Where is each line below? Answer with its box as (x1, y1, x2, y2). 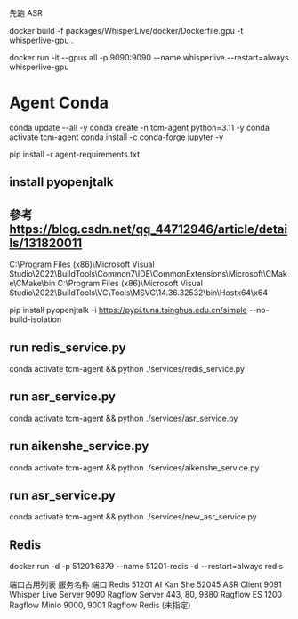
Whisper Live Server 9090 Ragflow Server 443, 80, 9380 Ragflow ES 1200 (9, 590, 283, 600)
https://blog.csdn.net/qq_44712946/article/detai (9, 221, 287, 237)
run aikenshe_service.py (9, 438, 149, 454)
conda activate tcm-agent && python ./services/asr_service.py (9, 413, 238, 423)
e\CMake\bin (9, 278, 56, 289)
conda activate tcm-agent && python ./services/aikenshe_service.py (9, 462, 260, 473)
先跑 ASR (9, 8, 43, 18)
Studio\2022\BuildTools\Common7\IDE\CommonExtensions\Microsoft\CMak (9, 269, 287, 279)
